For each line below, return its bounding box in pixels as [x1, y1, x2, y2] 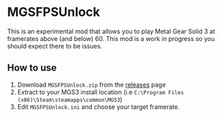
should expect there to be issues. [7, 42, 103, 50]
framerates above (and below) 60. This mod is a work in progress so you [7, 34, 215, 42]
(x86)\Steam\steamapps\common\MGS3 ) [17, 95, 123, 103]
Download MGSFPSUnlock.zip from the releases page [17, 81, 166, 89]
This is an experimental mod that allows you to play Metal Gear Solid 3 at [7, 27, 215, 35]
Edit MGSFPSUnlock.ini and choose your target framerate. [17, 102, 180, 111]
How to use [7, 62, 57, 74]
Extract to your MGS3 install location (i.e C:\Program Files [17, 87, 185, 96]
